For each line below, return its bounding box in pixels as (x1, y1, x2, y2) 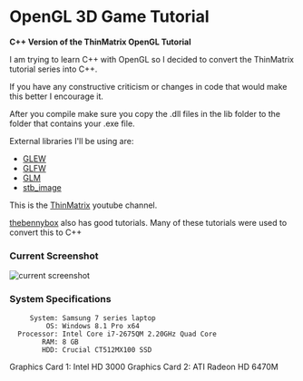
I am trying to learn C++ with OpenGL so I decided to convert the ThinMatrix (9, 54, 295, 64)
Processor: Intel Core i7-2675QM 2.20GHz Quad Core (17, 329, 218, 338)
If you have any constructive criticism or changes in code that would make (9, 81, 288, 92)
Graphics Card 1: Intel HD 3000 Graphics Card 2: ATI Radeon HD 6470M (9, 361, 279, 372)
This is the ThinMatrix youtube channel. (9, 200, 158, 210)
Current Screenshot (9, 249, 99, 262)
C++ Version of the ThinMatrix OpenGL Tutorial (9, 36, 191, 47)
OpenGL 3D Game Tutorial (9, 6, 210, 27)
